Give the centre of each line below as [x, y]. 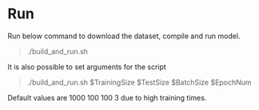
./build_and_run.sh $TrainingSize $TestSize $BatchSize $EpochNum [139, 82]
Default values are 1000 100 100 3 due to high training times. [107, 97]
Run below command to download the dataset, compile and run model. [124, 36]
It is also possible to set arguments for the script [87, 67]
